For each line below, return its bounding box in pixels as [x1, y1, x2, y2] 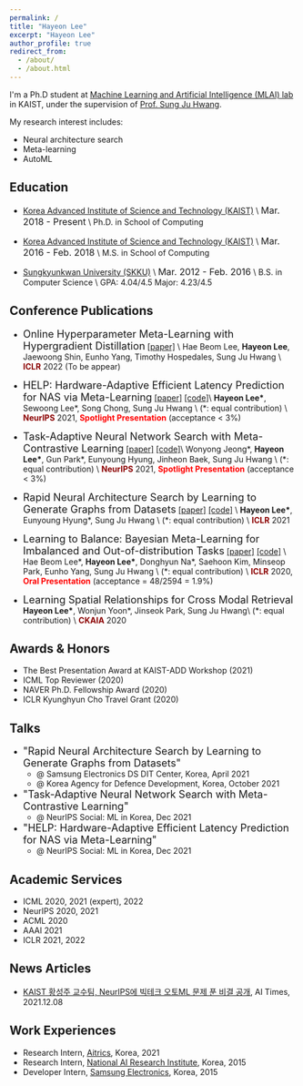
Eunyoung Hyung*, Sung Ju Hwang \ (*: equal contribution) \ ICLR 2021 [22, 514, 290, 525]
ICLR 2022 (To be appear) [22, 360, 121, 371]
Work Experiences [9, 1023, 116, 1039]
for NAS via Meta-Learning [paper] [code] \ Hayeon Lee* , [22, 391, 267, 403]
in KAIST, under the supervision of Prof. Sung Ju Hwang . [9, 98, 222, 109]
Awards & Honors [9, 641, 111, 656]
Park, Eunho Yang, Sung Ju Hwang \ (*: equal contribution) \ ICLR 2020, [22, 565, 293, 576]
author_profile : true [9, 38, 92, 48]
